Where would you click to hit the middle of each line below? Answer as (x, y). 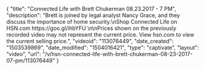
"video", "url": (24, 54)
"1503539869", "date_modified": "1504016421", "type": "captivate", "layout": (103, 47)
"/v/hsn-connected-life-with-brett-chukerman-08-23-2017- (117, 54)
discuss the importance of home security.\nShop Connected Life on (92, 22)
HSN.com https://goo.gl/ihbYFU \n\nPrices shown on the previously (91, 28)
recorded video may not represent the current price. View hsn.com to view (100, 35)
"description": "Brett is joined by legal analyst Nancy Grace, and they (93, 15)
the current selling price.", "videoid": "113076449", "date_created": (90, 41)
